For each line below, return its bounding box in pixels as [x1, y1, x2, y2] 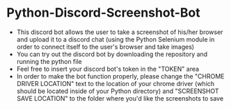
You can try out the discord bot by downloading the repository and [16, 50, 208, 58]
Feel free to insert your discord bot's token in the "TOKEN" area [16, 65, 200, 73]
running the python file [16, 57, 82, 65]
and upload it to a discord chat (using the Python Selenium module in [16, 35, 215, 43]
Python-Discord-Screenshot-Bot [6, 5, 200, 21]
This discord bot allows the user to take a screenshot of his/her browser [16, 28, 223, 36]
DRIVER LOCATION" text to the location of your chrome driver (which [16, 79, 215, 87]
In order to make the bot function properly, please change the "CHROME [16, 72, 225, 81]
